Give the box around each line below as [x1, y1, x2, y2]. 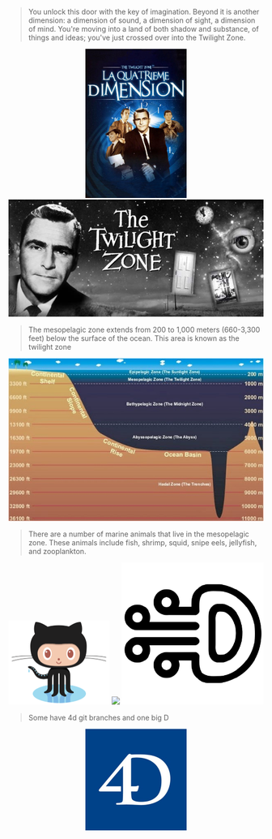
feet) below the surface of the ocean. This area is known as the [28, 333, 240, 343]
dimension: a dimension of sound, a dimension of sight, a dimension [28, 15, 256, 25]
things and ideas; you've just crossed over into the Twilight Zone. [28, 32, 246, 42]
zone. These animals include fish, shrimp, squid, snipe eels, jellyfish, [28, 537, 257, 547]
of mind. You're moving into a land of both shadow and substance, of [28, 24, 259, 33]
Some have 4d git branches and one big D [28, 712, 169, 722]
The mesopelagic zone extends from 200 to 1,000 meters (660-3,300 [28, 325, 261, 335]
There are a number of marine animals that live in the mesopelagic [28, 529, 249, 539]
